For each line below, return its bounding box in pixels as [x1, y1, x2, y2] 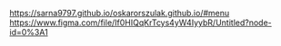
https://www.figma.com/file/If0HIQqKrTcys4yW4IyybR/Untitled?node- [9, 17, 273, 28]
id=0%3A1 [9, 27, 48, 37]
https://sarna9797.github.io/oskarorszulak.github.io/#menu [9, 8, 230, 18]
